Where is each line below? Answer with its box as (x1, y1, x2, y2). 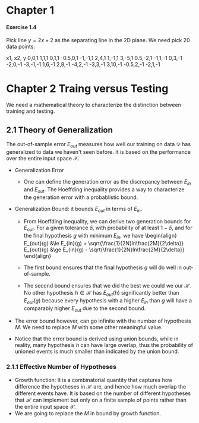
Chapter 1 (6, 4, 55, 17)
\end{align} (23, 252, 52, 259)
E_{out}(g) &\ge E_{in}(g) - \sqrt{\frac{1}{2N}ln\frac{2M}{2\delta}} (23, 246, 185, 253)
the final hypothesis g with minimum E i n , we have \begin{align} (23, 232, 177, 241)
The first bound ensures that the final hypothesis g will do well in (23, 264, 182, 271)
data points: (6, 43, 36, 50)
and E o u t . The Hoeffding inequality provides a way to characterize (23, 185, 185, 194)
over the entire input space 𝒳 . (6, 154, 80, 162)
